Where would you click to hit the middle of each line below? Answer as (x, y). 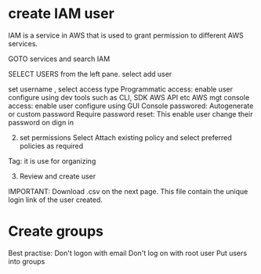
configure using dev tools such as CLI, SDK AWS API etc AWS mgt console (129, 97)
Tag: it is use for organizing (52, 160)
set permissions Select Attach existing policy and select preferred (126, 137)
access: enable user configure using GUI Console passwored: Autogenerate (131, 106)
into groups (27, 261)
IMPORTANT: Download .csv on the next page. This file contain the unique (128, 191)
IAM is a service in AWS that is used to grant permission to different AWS (126, 35)
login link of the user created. (56, 200)
